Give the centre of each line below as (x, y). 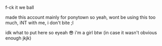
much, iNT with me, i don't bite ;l (40, 23)
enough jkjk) (18, 38)
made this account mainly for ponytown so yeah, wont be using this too (80, 17)
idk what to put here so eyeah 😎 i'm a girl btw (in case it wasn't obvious (81, 32)
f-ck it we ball (20, 7)
